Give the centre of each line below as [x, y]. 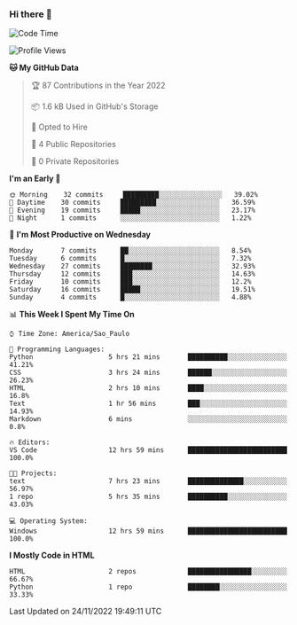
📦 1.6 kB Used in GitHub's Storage [94, 106]
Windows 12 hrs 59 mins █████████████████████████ [148, 531]
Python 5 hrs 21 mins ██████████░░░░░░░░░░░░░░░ [148, 357]
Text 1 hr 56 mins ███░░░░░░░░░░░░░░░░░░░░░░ [148, 404]
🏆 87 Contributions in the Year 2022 [98, 86]
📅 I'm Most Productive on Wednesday [80, 235]
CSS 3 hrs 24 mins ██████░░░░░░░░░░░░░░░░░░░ [148, 373]
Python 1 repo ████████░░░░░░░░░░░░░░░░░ [148, 587]
